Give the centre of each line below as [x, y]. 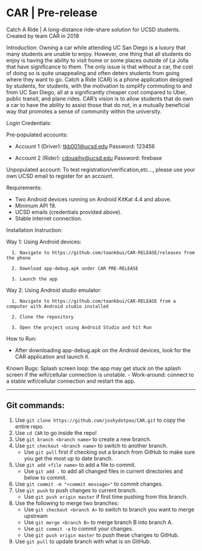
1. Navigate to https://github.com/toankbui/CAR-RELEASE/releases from [103, 252]
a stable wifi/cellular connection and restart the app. [71, 381]
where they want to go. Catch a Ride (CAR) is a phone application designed [99, 79]
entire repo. [29, 426]
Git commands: [35, 406]
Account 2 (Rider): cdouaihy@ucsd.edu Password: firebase [88, 158]
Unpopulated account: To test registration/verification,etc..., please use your [101, 169]
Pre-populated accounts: [37, 135]
